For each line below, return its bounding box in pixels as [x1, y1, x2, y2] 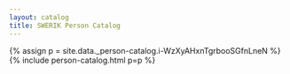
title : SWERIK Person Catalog [9, 21, 121, 30]
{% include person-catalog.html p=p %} [9, 55, 156, 65]
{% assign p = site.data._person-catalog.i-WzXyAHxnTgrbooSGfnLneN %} [9, 45, 281, 55]
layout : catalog [9, 12, 69, 22]
